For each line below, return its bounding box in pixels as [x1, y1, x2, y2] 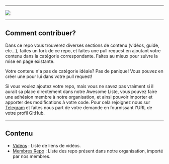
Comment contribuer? [5, 29, 76, 38]
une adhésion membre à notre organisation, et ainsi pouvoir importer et [5, 94, 153, 100]
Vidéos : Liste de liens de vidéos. [12, 142, 81, 148]
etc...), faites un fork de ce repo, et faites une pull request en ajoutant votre [5, 47, 161, 53]
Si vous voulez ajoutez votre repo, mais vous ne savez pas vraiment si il [5, 83, 154, 89]
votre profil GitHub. [5, 110, 45, 116]
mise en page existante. [5, 58, 55, 64]
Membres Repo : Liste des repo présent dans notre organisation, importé [12, 148, 163, 154]
